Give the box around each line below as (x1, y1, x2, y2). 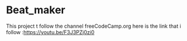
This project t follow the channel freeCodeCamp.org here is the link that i (6, 23, 181, 29)
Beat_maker (6, 3, 65, 17)
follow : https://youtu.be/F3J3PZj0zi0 (6, 28, 95, 35)
